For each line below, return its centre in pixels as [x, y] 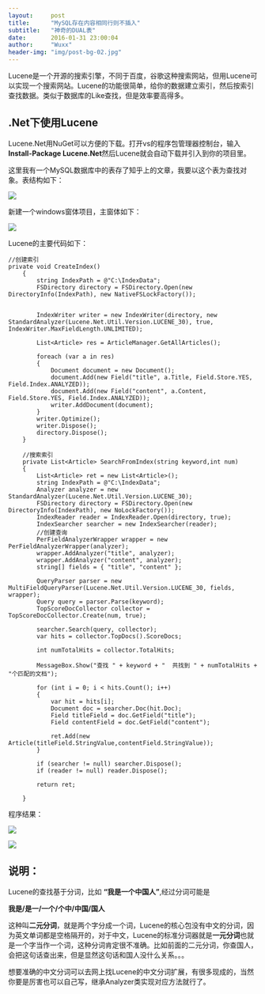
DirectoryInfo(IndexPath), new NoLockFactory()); [92, 510]
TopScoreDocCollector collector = [93, 608]
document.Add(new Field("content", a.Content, [129, 391]
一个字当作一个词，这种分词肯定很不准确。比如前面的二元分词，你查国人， [136, 945]
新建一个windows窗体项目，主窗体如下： [75, 211]
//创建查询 [52, 532]
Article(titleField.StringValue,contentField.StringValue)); [111, 743]
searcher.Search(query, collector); [97, 629]
